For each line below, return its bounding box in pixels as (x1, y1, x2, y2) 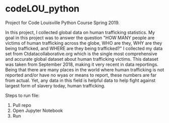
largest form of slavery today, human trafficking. (5, 82, 105, 88)
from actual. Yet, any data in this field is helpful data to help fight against (5, 77, 156, 83)
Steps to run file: (5, 92, 40, 98)
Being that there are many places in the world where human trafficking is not (5, 66, 164, 73)
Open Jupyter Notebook (12, 107, 63, 113)
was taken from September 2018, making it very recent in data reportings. (5, 61, 159, 67)
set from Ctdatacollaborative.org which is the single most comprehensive (5, 51, 157, 57)
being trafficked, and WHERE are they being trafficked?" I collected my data (5, 45, 163, 51)
